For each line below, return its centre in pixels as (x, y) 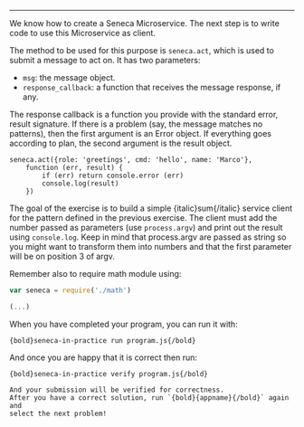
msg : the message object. (69, 77)
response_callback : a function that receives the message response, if (152, 87)
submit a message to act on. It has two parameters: (105, 60)
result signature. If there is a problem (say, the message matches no (136, 124)
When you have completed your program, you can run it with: (123, 324)
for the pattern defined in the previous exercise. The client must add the (143, 218)
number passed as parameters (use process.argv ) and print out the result (146, 228)
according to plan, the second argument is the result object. (121, 143)
